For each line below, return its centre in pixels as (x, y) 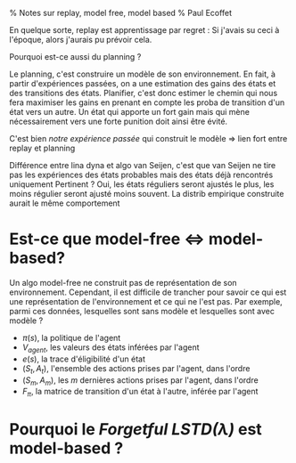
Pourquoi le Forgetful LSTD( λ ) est (136, 430)
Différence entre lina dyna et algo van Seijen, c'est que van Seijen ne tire (143, 165)
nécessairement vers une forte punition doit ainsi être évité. (119, 121)
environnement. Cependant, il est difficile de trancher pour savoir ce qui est (148, 292)
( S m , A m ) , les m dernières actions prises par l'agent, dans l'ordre (140, 381)
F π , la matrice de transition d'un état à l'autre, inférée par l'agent (140, 393)
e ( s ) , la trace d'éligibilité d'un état (83, 359)
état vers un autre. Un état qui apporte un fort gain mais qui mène (129, 112)
